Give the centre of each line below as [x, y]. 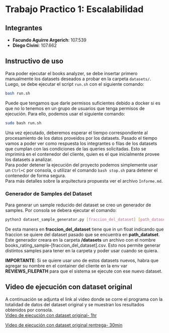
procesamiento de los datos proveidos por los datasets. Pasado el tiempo [81, 138]
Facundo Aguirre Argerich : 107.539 [49, 40]
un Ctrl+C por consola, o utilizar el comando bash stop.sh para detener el [81, 170]
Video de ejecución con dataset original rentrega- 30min [64, 325]
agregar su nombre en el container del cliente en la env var [66, 265]
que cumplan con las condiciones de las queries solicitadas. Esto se [76, 149]
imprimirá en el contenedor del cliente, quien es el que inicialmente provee [82, 154]
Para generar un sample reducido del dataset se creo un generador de [78, 205]
